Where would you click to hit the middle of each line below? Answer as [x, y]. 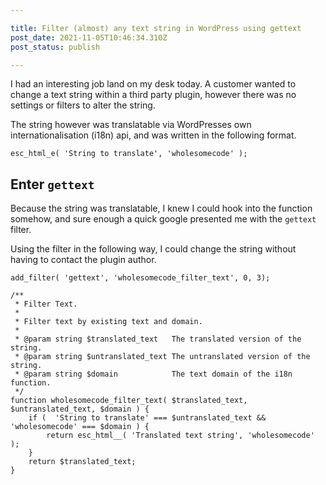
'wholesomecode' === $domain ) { [80, 427]
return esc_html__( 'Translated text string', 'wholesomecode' [180, 436]
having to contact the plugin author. [83, 260]
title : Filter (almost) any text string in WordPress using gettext [156, 28]
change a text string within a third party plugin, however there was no [153, 95]
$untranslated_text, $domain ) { [80, 409]
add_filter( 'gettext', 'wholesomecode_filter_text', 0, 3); [140, 278]
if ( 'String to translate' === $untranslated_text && [147, 418]
